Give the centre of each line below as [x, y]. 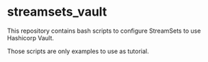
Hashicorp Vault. [31, 37]
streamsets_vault [57, 12]
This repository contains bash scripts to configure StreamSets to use [104, 31]
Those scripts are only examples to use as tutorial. [78, 51]
